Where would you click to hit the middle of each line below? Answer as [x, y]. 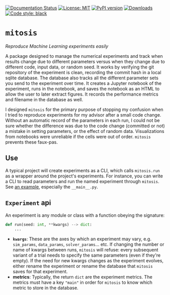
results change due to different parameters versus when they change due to [85, 61]
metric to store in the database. [46, 288]
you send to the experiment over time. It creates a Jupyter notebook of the [83, 83]
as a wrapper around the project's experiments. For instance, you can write [84, 176]
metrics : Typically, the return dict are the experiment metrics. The [82, 277]
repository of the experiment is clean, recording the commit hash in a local [83, 72]
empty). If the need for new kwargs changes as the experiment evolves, [88, 261]
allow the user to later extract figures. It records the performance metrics [82, 94]
